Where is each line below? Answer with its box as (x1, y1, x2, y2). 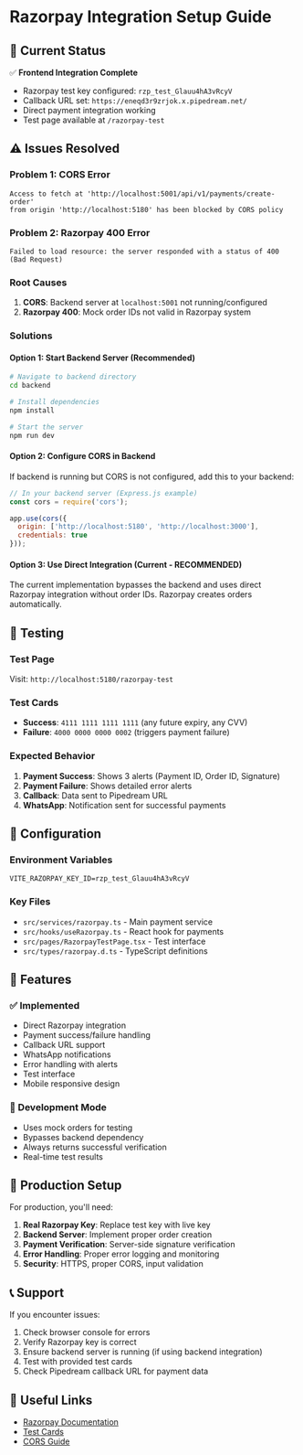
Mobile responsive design (22, 1078, 120, 1089)
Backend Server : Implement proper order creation (22, 1229, 213, 1240)
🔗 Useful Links (9, 1392, 93, 1407)
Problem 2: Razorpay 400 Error (9, 226, 151, 239)
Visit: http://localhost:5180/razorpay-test (9, 674, 173, 684)
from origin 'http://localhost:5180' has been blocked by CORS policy (9, 205, 284, 214)
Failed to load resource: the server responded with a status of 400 (9, 247, 280, 256)
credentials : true (17, 530, 89, 540)
